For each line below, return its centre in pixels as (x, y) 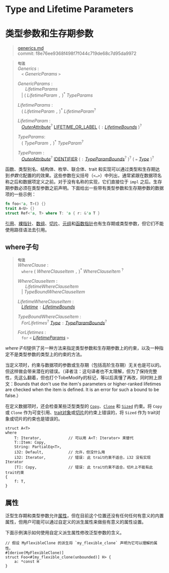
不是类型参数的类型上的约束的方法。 (47, 354)
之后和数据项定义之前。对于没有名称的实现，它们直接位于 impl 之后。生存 (86, 182)
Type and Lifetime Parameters (69, 9)
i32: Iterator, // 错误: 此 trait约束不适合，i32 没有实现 (82, 458)
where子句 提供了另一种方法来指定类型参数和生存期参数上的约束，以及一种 (82, 348)
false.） (13, 395)
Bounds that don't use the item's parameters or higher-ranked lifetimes (88, 384)
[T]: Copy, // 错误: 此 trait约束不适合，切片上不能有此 (84, 467)
